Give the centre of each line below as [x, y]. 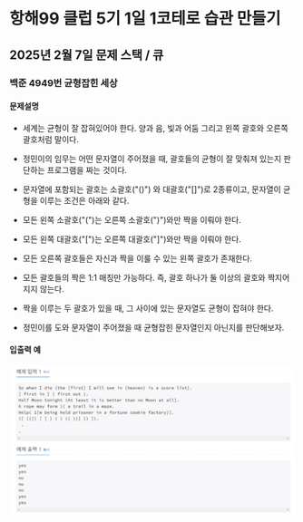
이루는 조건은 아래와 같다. [84, 200]
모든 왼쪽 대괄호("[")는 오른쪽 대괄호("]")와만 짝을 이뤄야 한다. [132, 239]
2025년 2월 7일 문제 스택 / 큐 [87, 55]
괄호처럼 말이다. [50, 139]
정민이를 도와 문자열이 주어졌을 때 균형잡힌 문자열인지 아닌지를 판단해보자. [153, 327]
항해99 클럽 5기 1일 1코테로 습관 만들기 [145, 19]
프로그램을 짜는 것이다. [87, 169]
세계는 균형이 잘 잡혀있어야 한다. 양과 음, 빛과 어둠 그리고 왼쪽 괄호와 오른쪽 [155, 128]
